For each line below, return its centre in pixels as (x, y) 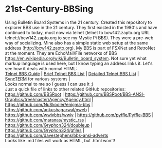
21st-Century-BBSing (49, 9)
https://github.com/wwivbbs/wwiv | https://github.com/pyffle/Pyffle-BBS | (79, 115)
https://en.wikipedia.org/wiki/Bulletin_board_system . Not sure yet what (76, 58)
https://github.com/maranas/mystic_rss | (46, 120)
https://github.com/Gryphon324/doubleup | (49, 125)
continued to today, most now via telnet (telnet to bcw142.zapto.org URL (77, 32)
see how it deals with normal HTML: (41, 68)
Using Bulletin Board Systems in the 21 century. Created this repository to (79, 22)
